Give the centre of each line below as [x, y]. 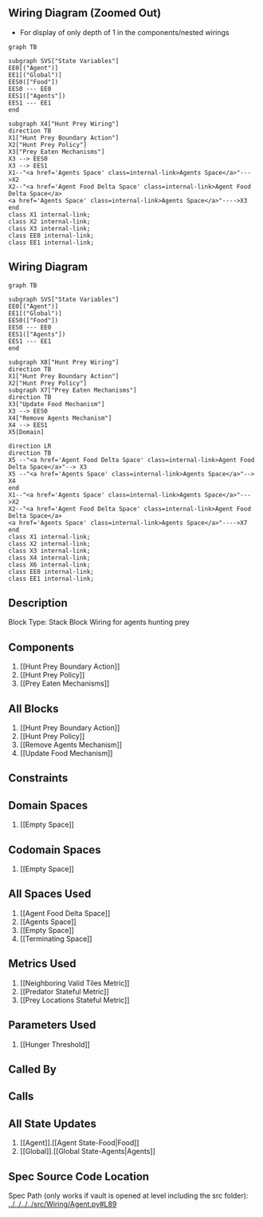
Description [38, 603]
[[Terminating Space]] [56, 938]
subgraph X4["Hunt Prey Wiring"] [64, 124]
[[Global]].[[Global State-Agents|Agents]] [87, 1152]
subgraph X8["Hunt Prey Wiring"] [64, 362]
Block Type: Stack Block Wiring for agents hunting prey [99, 622]
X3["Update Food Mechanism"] [57, 404]
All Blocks [33, 708]
